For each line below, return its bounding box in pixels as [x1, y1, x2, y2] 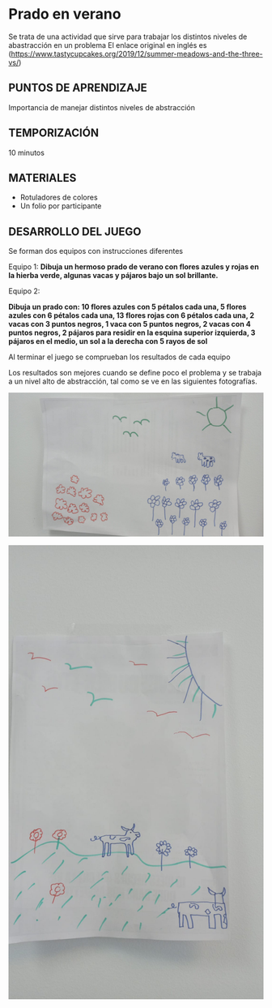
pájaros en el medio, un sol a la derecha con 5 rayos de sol [8, 337, 208, 346]
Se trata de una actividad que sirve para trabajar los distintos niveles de [8, 32, 248, 41]
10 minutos [8, 148, 45, 157]
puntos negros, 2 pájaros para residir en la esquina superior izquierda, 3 [8, 328, 256, 337]
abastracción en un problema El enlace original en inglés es [8, 40, 207, 49]
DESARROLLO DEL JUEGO [8, 225, 142, 238]
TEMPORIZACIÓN [8, 127, 100, 140]
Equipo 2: [8, 286, 40, 296]
